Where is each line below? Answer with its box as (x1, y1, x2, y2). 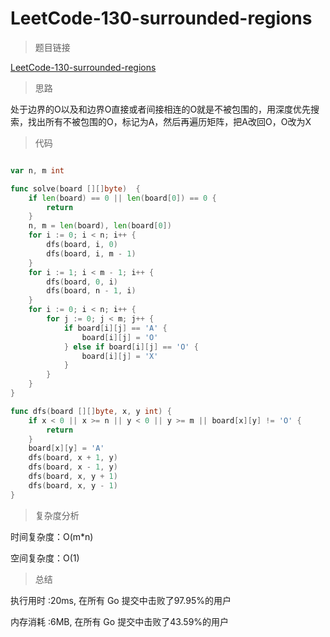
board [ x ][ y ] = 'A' (28, 443, 105, 454)
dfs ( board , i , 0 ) (46, 240, 118, 250)
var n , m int (10, 165, 65, 176)
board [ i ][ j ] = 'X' (81, 351, 159, 361)
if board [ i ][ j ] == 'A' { (63, 323, 168, 333)
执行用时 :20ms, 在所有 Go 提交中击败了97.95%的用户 (10, 594, 232, 606)
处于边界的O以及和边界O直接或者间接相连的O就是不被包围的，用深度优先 (10, 103, 312, 115)
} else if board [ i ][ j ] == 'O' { (63, 342, 199, 352)
